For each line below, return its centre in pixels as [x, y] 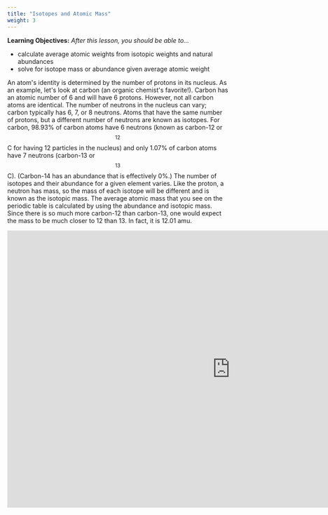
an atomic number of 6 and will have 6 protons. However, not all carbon [110, 97]
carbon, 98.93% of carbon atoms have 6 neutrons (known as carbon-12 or [115, 127]
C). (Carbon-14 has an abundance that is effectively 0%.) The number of [112, 175]
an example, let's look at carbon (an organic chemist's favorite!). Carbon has [118, 90]
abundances [35, 61]
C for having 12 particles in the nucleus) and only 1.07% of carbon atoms [112, 147]
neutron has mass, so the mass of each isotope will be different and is [108, 191]
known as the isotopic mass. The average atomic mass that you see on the [115, 198]
